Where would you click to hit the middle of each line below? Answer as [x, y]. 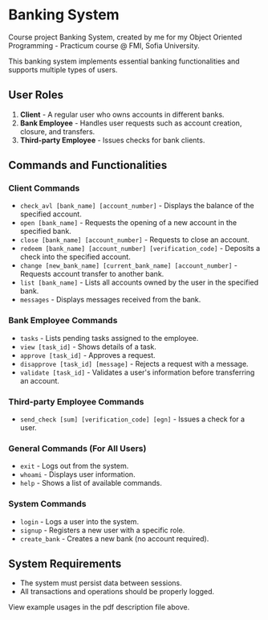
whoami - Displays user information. [77, 474]
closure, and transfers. [57, 131]
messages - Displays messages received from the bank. [110, 300]
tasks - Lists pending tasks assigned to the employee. [109, 338]
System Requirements [65, 564]
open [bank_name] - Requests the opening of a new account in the [128, 223]
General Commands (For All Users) [77, 448]
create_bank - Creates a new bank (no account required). [114, 538]
